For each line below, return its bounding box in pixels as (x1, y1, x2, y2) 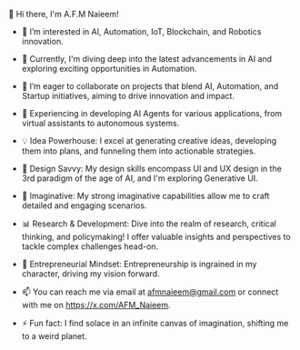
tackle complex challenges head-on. (21, 241, 159, 252)
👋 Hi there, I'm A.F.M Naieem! (8, 9, 119, 19)
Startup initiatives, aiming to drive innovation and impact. (21, 91, 235, 101)
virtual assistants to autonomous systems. (21, 118, 180, 128)
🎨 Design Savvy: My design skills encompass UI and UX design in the (21, 164, 283, 174)
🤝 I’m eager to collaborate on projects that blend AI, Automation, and (21, 81, 279, 91)
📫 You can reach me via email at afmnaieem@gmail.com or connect (21, 286, 279, 297)
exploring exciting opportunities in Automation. (21, 64, 197, 74)
